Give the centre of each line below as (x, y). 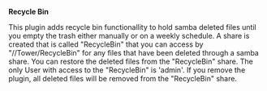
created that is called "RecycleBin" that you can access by (106, 44)
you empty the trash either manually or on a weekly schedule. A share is (129, 36)
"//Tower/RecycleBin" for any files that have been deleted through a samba (134, 53)
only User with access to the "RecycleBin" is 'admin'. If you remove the (127, 70)
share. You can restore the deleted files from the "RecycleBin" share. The (131, 61)
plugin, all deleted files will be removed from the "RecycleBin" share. (123, 79)
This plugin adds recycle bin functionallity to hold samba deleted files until (133, 27)
